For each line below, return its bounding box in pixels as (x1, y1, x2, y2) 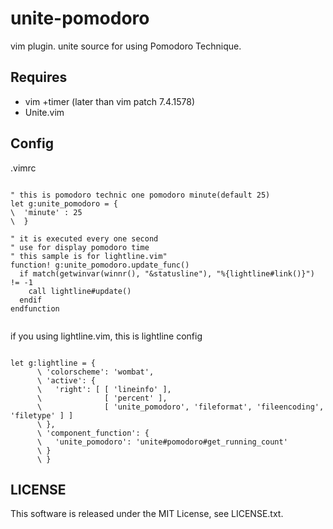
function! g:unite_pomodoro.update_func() (10, 260, 190, 270)
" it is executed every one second (10, 233, 159, 244)
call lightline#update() (28, 286, 132, 296)
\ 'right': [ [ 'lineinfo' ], (36, 384, 172, 394)
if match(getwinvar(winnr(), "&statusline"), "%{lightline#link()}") (19, 268, 315, 279)
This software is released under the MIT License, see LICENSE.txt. (10, 508, 284, 520)
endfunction (10, 303, 60, 314)
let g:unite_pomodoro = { (10, 198, 118, 209)
